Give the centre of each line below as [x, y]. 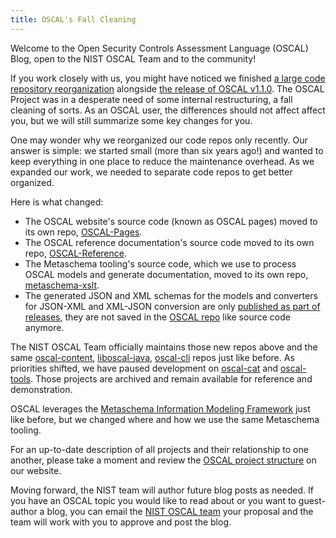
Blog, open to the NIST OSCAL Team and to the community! [133, 58]
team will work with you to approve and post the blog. [121, 522]
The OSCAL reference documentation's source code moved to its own [169, 242]
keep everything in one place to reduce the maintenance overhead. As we [162, 161]
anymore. [44, 327]
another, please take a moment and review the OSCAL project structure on [163, 460]
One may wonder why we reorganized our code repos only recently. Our [159, 140]
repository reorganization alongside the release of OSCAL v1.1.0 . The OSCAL [167, 88]
